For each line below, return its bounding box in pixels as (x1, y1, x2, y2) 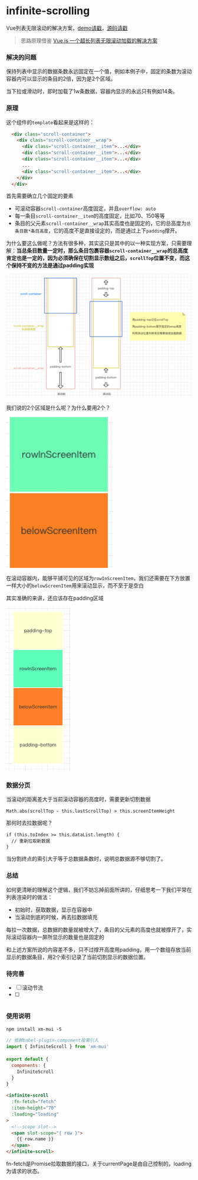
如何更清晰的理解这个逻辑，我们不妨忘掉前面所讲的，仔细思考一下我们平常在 (6, 886, 192, 893)
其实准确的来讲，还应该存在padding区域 (6, 594, 104, 602)
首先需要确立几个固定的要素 (6, 192, 74, 199)
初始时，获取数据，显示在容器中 (14, 906, 93, 913)
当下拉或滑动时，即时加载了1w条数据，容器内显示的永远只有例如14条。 (6, 88, 178, 95)
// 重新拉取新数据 (11, 838, 51, 844)
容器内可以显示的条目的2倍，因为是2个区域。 (6, 75, 116, 82)
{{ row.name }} (16, 1136, 54, 1142)
